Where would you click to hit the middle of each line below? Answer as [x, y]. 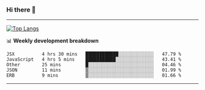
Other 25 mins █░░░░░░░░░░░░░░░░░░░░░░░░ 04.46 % [94, 65]
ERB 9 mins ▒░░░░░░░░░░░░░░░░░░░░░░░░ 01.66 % [94, 75]
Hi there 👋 [21, 10]
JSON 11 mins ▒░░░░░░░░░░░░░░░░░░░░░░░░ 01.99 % [94, 70]
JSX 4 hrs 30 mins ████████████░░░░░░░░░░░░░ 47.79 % [94, 54]
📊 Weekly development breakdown [52, 41]
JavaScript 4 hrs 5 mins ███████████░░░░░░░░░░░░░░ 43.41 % [94, 60]
